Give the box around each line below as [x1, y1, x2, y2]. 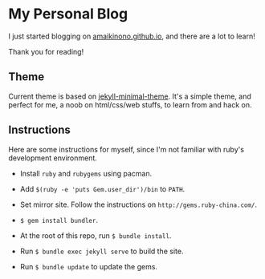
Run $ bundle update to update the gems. [19, 261, 158, 271]
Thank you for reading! [8, 46, 84, 56]
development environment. [8, 153, 98, 163]
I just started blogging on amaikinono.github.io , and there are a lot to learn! [8, 31, 255, 41]
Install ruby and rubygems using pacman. [19, 168, 153, 178]
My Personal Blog [8, 5, 128, 23]
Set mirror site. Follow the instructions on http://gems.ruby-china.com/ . [19, 200, 258, 209]
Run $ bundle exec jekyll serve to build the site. [19, 246, 184, 256]
